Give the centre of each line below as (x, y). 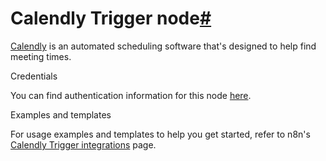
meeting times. (41, 56)
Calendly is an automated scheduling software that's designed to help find (163, 46)
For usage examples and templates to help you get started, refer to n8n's (160, 134)
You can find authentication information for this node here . (131, 95)
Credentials (34, 76)
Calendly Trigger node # (111, 18)
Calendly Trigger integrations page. (83, 144)
